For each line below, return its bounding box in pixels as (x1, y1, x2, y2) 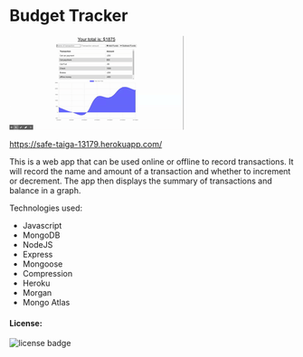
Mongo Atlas (22, 296, 71, 307)
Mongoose (22, 258, 63, 269)
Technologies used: (9, 202, 83, 213)
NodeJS (22, 239, 53, 249)
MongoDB (22, 230, 61, 240)
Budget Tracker (9, 5, 128, 26)
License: (9, 317, 43, 328)
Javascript (22, 220, 62, 230)
